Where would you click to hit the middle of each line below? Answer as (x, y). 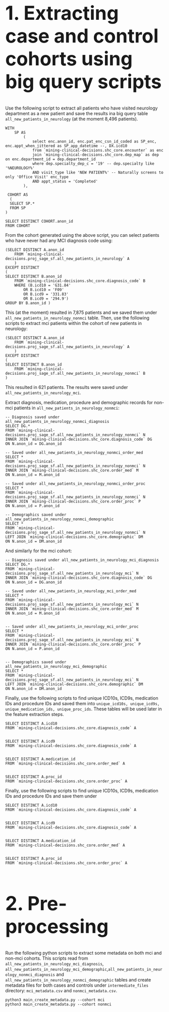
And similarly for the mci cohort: (39, 551)
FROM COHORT (18, 226)
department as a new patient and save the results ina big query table (77, 114)
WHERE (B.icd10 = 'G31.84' (43, 285)
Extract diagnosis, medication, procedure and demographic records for (79, 403)
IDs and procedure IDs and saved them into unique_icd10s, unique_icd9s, (82, 704)
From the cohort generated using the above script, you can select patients (82, 235)
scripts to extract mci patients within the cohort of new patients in (74, 323)
